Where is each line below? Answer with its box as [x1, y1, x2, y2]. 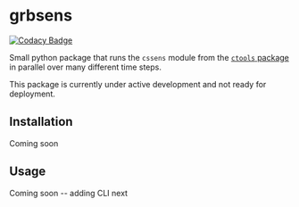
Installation [9, 114, 73, 129]
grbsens [9, 5, 73, 26]
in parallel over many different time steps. [9, 62, 162, 72]
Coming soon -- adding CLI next [9, 187, 128, 198]
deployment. [9, 88, 55, 99]
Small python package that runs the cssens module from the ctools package [9, 52, 290, 62]
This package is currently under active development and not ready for [9, 79, 267, 89]
